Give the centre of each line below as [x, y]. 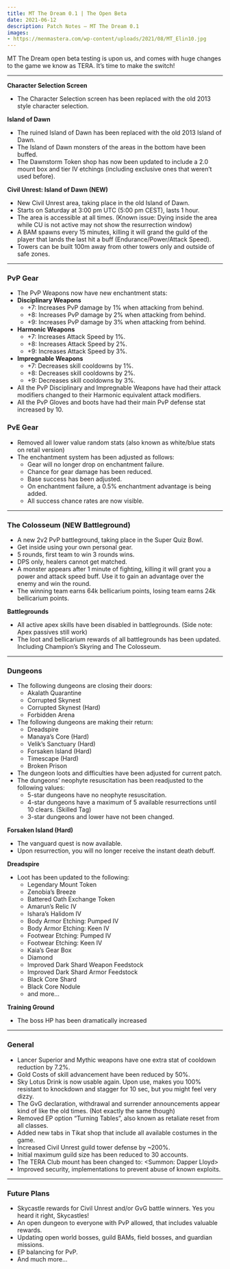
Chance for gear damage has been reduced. [90, 471]
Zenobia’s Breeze [52, 892]
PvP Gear [23, 278]
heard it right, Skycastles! [53, 1215]
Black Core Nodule [54, 987]
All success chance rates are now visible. [86, 501]
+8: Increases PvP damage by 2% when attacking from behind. [116, 315]
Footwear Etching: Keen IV [65, 943]
